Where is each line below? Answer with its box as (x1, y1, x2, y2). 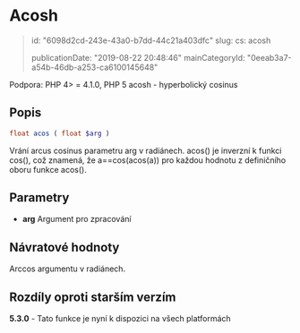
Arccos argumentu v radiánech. (9, 263, 126, 274)
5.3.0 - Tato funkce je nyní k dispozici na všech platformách (9, 313, 231, 324)
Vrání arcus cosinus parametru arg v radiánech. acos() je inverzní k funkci (9, 145, 282, 156)
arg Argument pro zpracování (21, 214, 132, 225)
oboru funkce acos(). (9, 164, 87, 175)
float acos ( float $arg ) (9, 129, 110, 138)
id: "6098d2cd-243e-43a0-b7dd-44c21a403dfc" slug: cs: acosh (30, 35, 271, 46)
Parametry (9, 190, 70, 206)
